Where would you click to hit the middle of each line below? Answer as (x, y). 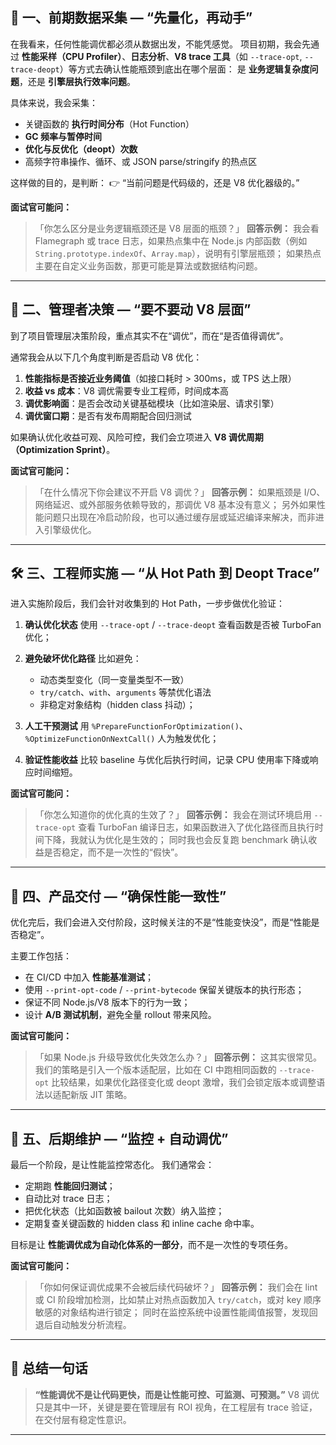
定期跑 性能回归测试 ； (70, 1186)
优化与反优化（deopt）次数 (81, 149)
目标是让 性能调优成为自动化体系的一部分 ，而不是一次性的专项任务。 (151, 1245)
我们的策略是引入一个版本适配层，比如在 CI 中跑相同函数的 (155, 1070)
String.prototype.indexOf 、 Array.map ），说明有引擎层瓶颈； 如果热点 (178, 253)
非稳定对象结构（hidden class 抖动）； (117, 705)
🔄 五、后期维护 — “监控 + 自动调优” (119, 1138)
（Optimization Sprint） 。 (63, 449)
